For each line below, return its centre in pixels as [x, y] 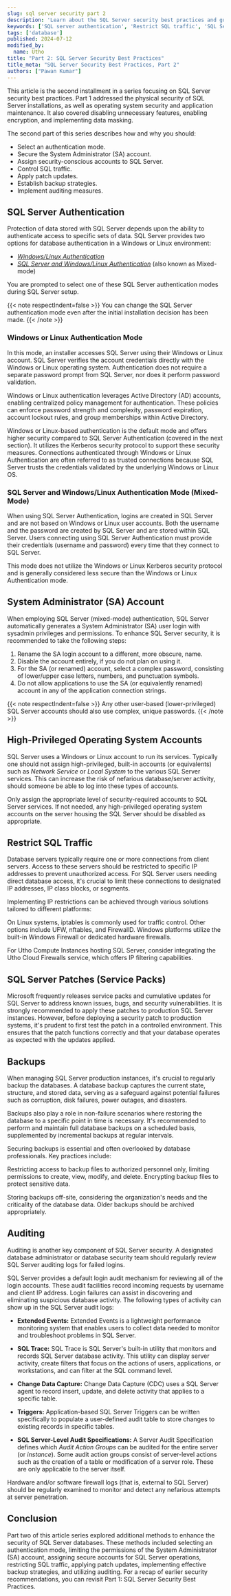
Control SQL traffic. [44, 169]
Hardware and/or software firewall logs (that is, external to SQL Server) [108, 1482]
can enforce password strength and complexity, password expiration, [106, 409]
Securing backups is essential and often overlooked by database [99, 1148]
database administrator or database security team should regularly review [112, 1257]
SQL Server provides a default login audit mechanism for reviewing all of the [115, 1278]
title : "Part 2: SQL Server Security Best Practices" [86, 58]
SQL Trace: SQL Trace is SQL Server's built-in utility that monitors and [117, 1348]
